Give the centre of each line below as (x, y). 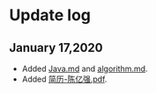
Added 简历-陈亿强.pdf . (64, 79)
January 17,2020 (56, 48)
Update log (50, 15)
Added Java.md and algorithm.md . (85, 68)
